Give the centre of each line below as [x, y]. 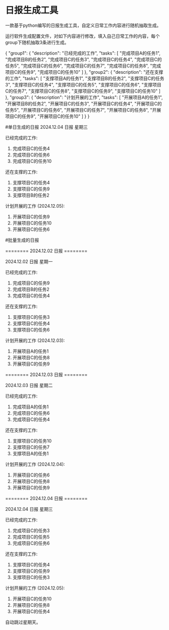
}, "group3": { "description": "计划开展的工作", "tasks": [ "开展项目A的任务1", [84, 97]
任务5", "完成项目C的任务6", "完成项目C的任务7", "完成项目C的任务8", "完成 [83, 66]
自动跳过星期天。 [23, 622]
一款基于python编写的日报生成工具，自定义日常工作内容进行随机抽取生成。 [83, 25]
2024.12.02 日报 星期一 [29, 261]
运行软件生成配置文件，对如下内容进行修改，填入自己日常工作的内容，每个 [82, 36]
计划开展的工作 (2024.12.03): [35, 340]
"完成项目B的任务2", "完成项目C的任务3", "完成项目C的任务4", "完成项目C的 [84, 59]
